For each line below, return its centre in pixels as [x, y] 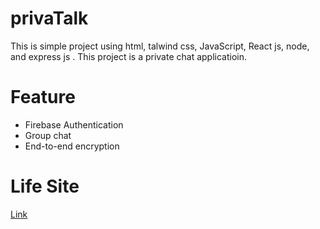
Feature [43, 97]
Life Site [45, 186]
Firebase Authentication [74, 124]
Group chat [48, 135]
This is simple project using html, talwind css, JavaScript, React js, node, [160, 46]
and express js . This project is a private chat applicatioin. [129, 56]
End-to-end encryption [72, 146]
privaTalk [49, 18]
